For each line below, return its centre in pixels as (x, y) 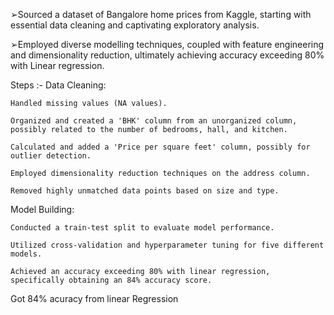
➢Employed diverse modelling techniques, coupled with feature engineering (167, 44)
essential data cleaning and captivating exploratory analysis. (135, 25)
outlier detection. (51, 156)
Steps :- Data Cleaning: (58, 85)
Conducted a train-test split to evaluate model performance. (142, 228)
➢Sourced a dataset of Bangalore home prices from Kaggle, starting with (161, 14)
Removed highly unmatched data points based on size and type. (145, 191)
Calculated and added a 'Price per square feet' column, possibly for (160, 147)
